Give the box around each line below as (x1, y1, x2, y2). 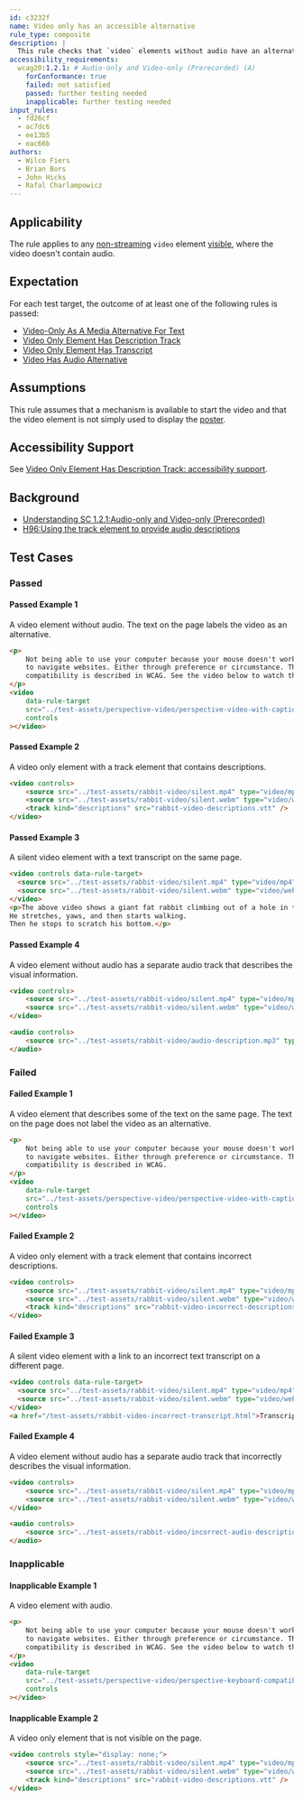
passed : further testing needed (25, 88, 147, 97)
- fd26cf (17, 114, 50, 123)
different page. (9, 1360, 65, 1371)
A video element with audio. (9, 1600, 114, 1611)
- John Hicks (17, 172, 67, 181)
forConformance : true (25, 72, 106, 81)
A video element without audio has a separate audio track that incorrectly (9, 1451, 282, 1462)
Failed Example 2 (9, 1230, 75, 1241)
